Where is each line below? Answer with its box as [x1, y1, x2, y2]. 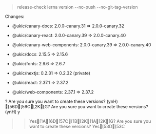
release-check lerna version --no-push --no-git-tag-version [17, 4, 138, 10]
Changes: [5, 14, 24, 19]
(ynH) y [5, 109, 20, 115]
